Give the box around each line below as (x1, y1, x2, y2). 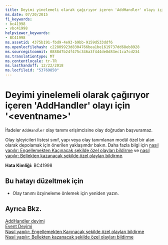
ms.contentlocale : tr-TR (5, 58, 57, 63)
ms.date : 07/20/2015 (5, 12, 48, 17)
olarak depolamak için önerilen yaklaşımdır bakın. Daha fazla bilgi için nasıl (5, 142, 159, 148)
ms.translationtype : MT (5, 53, 55, 59)
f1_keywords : (5, 16, 32, 21)
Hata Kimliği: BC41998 (5, 162, 52, 168)
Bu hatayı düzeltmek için (5, 177, 83, 185)
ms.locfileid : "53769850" (5, 68, 59, 73)
